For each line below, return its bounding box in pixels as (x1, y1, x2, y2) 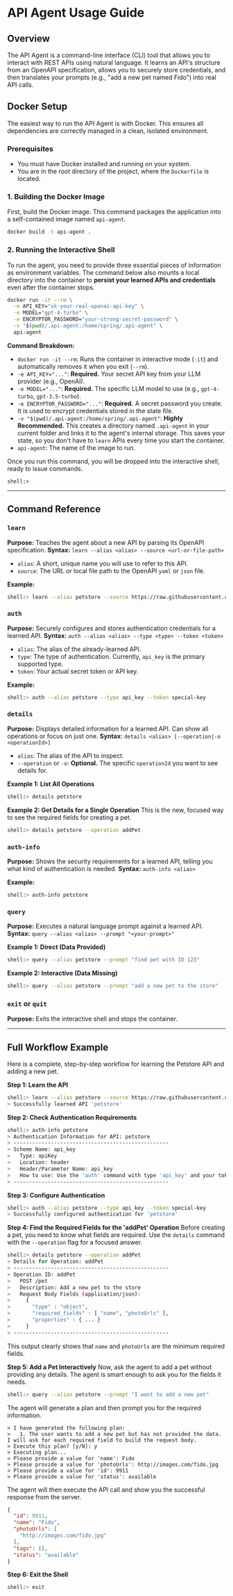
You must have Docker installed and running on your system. (17, 160, 191, 168)
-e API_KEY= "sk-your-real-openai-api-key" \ (13, 303, 144, 310)
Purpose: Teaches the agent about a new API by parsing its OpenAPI (7, 538, 205, 547)
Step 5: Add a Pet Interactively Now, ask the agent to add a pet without (7, 1362, 212, 1371)
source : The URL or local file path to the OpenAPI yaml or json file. (17, 566, 206, 575)
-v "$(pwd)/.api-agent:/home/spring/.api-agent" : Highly (17, 414, 184, 422)
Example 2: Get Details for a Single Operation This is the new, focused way (7, 806, 224, 814)
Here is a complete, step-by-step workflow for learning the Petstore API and (7, 1060, 225, 1068)
